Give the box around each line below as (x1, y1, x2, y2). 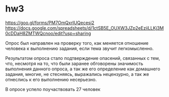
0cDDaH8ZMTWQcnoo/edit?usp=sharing (5, 30, 91, 36)
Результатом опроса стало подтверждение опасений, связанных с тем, (5, 55, 160, 61)
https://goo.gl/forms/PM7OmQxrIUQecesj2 (5, 20, 95, 26)
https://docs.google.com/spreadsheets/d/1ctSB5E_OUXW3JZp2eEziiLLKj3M (5, 25, 164, 31)
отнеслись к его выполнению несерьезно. (5, 76, 97, 82)
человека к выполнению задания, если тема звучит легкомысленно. (5, 45, 154, 51)
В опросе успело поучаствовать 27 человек (5, 86, 101, 92)
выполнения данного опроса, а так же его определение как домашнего (5, 66, 160, 72)
